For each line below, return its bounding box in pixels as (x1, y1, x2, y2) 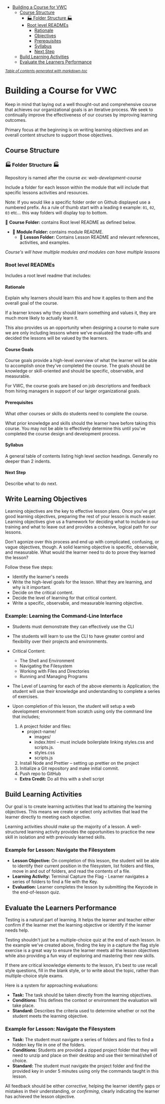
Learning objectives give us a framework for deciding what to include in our (5, 519, 159, 525)
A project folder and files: (19, 723, 71, 730)
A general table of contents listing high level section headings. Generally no (5, 453, 159, 459)
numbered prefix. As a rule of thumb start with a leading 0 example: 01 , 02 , (5, 204, 156, 210)
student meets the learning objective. (12, 1013, 88, 1019)
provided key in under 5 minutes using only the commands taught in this (12, 1068, 159, 1074)
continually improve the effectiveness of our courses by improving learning (5, 111, 158, 118)
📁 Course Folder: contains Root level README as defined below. (5, 219, 136, 225)
